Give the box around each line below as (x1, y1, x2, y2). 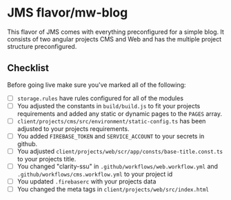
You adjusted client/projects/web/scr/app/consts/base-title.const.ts (17, 147, 223, 155)
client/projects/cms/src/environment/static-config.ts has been (17, 117, 206, 125)
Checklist (7, 62, 50, 74)
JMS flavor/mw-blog (7, 5, 128, 21)
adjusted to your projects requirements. (17, 124, 130, 132)
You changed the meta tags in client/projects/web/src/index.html (17, 185, 209, 194)
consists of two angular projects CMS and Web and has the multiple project (7, 34, 222, 43)
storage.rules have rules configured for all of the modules (17, 94, 184, 102)
